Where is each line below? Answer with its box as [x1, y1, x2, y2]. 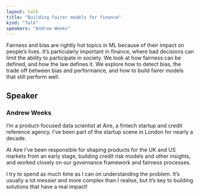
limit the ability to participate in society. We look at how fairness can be [6, 54, 181, 61]
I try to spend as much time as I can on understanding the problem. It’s [6, 170, 180, 178]
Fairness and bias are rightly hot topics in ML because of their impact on [6, 42, 184, 49]
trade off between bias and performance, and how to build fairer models [6, 67, 184, 74]
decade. [6, 135, 27, 142]
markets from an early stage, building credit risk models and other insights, [6, 153, 191, 160]
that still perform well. [6, 73, 60, 80]
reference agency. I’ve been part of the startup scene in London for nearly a [6, 128, 193, 135]
